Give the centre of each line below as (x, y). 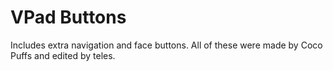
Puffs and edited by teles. (63, 55)
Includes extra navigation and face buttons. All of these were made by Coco (166, 45)
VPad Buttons (68, 17)
